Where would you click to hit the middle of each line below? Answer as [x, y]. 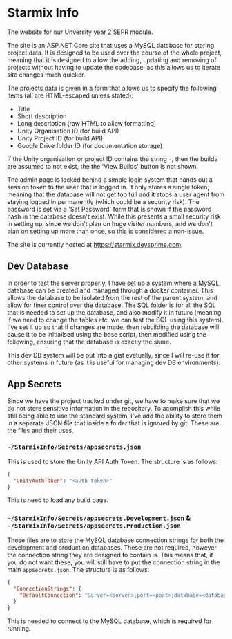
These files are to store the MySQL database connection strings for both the [116, 540]
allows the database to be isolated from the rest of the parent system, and [112, 297]
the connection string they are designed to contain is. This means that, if [110, 555]
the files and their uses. [40, 430]
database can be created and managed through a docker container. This [110, 290]
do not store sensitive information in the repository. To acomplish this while [114, 408]
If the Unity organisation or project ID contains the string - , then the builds [113, 159]
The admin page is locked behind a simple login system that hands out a [110, 179]
